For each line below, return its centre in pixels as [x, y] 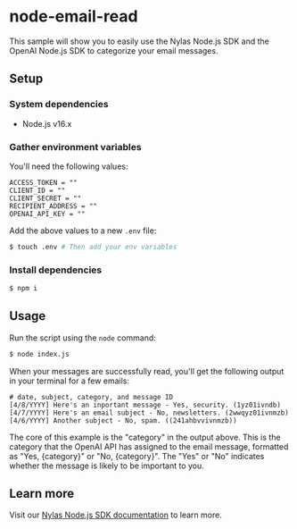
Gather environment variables [75, 147]
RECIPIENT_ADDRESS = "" [54, 206]
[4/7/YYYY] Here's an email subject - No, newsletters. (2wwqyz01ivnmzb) [149, 413]
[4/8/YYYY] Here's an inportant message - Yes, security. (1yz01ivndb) [145, 405]
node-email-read [74, 17]
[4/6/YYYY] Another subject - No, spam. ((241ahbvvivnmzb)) [124, 420]
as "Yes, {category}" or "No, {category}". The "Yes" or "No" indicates [137, 456]
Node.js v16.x [47, 123]
